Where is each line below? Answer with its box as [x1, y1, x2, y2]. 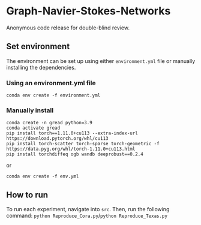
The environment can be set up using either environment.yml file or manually [6, 57, 196, 64]
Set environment [6, 41, 70, 52]
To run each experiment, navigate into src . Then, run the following [6, 206, 170, 213]
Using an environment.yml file [6, 79, 96, 87]
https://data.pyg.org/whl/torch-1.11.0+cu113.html [6, 146, 136, 152]
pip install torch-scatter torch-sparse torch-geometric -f [6, 141, 160, 147]
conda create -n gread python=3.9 [6, 120, 93, 126]
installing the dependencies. [6, 64, 76, 71]
